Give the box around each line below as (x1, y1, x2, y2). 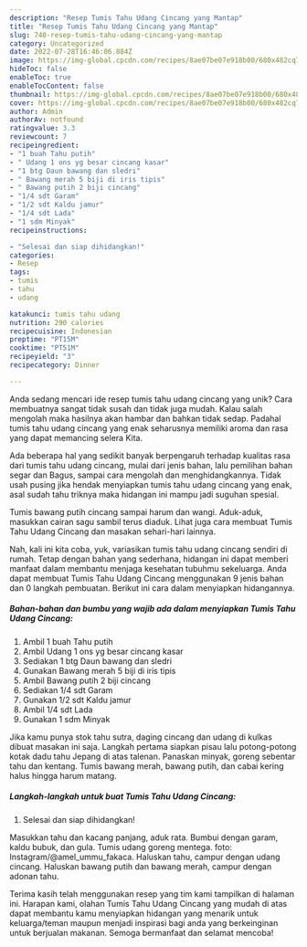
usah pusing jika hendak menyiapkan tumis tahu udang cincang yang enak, (9, 479, 292, 489)
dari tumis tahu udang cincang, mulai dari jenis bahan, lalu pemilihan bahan (9, 459, 293, 470)
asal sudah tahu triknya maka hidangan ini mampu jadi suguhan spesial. (9, 489, 280, 500)
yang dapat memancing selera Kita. (9, 432, 143, 443)
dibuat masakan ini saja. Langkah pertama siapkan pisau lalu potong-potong (9, 741, 297, 752)
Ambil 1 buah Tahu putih (22, 636, 114, 647)
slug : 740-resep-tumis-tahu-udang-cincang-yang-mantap (9, 30, 223, 39)
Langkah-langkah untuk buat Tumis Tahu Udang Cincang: (9, 791, 237, 802)
